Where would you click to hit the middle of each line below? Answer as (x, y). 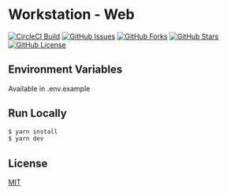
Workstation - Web (72, 15)
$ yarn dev (26, 139)
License (28, 163)
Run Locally (37, 113)
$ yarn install (33, 132)
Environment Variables (65, 70)
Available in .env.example (49, 88)
